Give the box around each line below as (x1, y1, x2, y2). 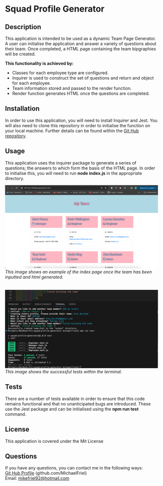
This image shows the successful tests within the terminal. (5, 369, 122, 374)
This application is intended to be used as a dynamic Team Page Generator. (5, 35, 156, 41)
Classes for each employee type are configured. (12, 70, 109, 76)
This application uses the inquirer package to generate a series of (5, 160, 137, 166)
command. (5, 411, 27, 417)
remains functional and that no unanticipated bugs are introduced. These (5, 401, 151, 406)
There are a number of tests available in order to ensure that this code (5, 396, 145, 402)
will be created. (5, 51, 36, 57)
